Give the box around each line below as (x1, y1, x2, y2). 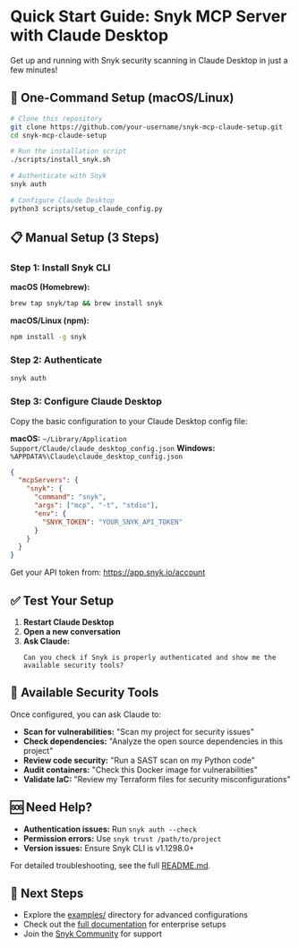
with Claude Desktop (10, 25, 169, 46)
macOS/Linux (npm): (10, 315, 90, 326)
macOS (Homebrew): (10, 282, 90, 293)
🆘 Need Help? (10, 799, 93, 816)
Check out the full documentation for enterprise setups (22, 919, 226, 930)
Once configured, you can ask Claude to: (10, 709, 162, 720)
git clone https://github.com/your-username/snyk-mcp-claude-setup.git (10, 123, 283, 132)
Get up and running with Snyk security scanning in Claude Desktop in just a (10, 55, 289, 65)
